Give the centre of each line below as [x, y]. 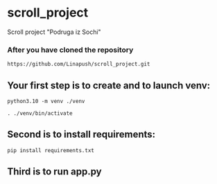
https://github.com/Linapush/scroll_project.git [79, 64]
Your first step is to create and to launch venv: [109, 85]
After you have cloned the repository [70, 50]
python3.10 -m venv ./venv [46, 102]
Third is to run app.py [54, 172]
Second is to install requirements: [81, 135]
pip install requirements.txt [51, 150]
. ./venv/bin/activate [40, 113]
